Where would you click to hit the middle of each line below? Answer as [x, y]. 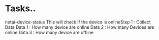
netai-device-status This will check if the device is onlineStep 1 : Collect [78, 22]
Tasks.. [20, 9]
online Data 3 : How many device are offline [49, 32]
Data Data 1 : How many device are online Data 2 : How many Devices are [79, 27]
